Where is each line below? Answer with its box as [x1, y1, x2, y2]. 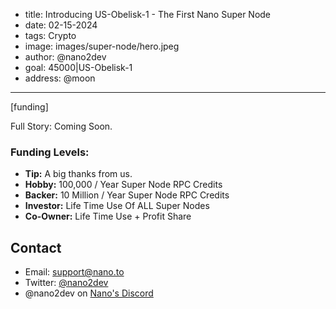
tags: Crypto [24, 30, 77, 41]
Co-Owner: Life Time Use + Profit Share [24, 210, 192, 223]
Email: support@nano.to [24, 266, 125, 278]
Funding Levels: [10, 145, 90, 159]
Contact [10, 239, 62, 256]
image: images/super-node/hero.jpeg [24, 40, 180, 52]
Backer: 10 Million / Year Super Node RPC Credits [24, 189, 230, 201]
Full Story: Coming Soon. [10, 120, 113, 132]
